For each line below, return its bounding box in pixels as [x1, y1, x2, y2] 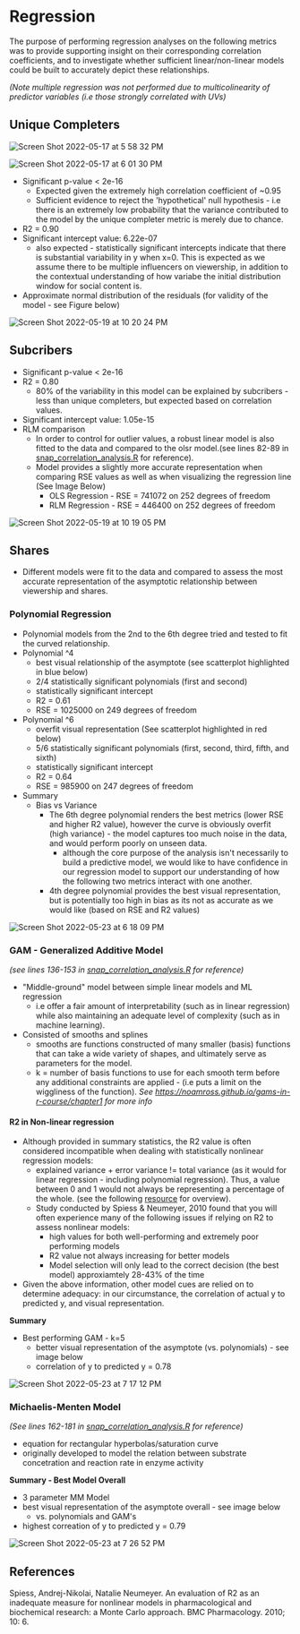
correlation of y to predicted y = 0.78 [35, 1361, 172, 1372]
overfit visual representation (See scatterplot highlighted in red [35, 723, 267, 734]
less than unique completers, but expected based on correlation [35, 395, 272, 406]
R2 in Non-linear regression [9, 1116, 115, 1127]
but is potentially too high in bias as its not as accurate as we [48, 894, 274, 905]
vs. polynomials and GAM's [35, 1511, 137, 1522]
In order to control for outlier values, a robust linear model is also [35, 432, 275, 444]
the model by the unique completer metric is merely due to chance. [35, 213, 284, 225]
